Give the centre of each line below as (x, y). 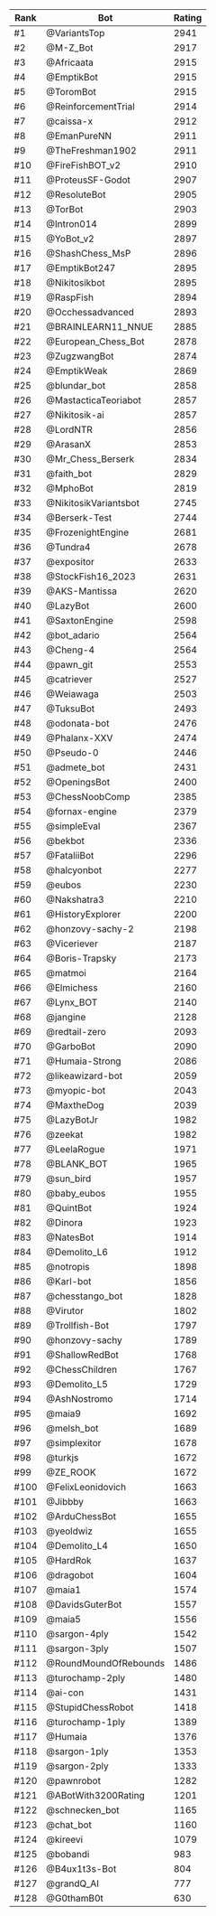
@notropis (68, 1267)
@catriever (69, 679)
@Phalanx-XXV (80, 738)
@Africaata (70, 62)
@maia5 (63, 1619)
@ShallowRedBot (83, 1355)
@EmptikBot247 (81, 268)
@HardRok (69, 1560)
